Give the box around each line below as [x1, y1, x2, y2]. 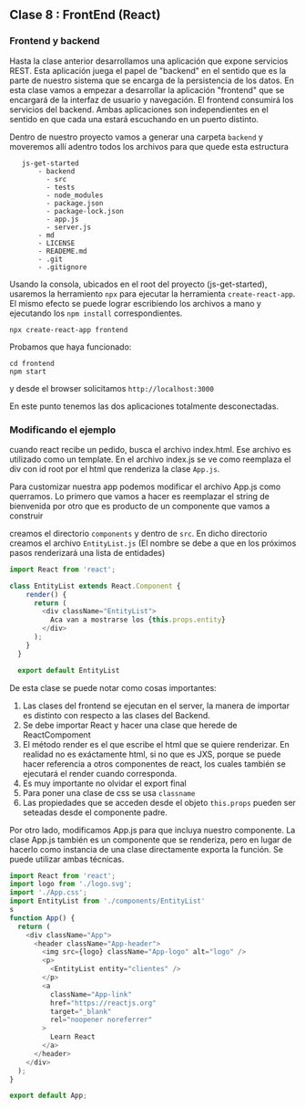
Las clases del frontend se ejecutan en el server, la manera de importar [22, 700, 290, 711]
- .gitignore [37, 262, 88, 272]
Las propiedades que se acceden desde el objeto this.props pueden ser [22, 797, 296, 808]
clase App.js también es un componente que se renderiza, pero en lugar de [9, 834, 292, 845]
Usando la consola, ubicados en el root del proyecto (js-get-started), [9, 278, 268, 289]
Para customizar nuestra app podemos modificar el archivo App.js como [9, 481, 281, 492]
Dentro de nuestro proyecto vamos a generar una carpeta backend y [9, 131, 264, 142]
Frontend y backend [9, 35, 100, 47]
